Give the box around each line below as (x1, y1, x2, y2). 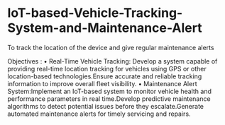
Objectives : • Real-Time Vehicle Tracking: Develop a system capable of (7, 56, 218, 65)
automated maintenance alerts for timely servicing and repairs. (7, 109, 191, 118)
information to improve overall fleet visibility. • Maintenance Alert (7, 79, 197, 88)
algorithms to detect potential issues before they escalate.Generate (7, 102, 204, 110)
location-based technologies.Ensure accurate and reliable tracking (7, 72, 202, 81)
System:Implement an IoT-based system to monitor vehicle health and (7, 87, 212, 95)
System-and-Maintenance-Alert (7, 20, 202, 36)
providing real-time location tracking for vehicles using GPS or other (7, 64, 207, 73)
